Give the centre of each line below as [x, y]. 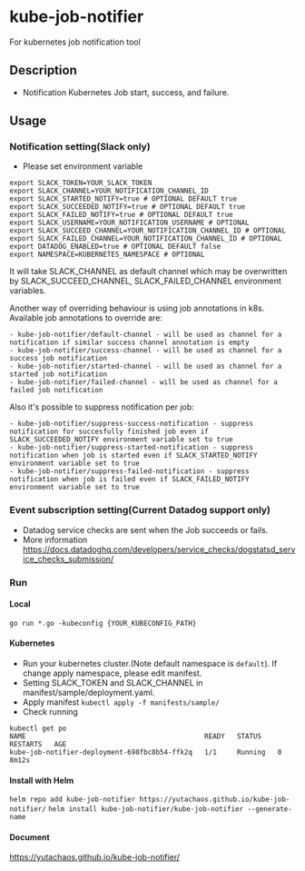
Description [43, 70]
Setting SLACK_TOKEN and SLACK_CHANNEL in [113, 683]
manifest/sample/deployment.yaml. [89, 693]
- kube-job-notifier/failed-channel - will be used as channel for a [144, 382]
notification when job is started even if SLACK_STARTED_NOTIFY [133, 456]
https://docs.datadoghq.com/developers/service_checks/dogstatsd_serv [159, 549]
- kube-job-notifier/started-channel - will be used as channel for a [146, 366]
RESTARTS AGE [38, 745]
